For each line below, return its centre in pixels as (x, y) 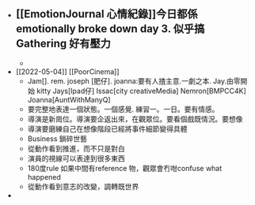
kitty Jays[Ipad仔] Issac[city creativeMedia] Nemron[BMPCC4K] (142, 91)
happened (44, 177)
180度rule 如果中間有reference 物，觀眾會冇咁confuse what (125, 168)
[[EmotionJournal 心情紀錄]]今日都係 (107, 14)
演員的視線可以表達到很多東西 (76, 158)
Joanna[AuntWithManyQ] (69, 99)
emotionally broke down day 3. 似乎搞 (110, 29)
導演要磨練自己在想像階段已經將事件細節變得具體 (107, 129)
